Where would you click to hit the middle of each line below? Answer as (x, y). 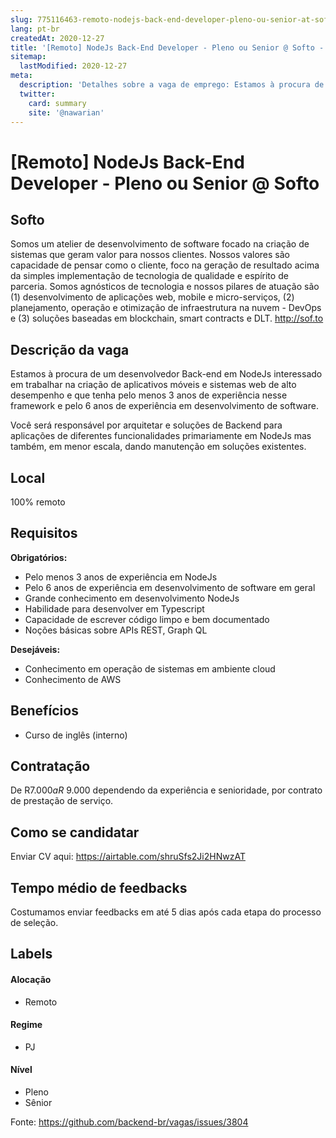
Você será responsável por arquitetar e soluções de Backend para (146, 425)
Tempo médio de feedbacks (99, 887)
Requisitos (44, 533)
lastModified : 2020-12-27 (73, 66)
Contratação (50, 766)
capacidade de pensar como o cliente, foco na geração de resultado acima (165, 265)
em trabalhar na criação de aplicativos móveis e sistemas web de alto (153, 385)
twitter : (37, 94)
